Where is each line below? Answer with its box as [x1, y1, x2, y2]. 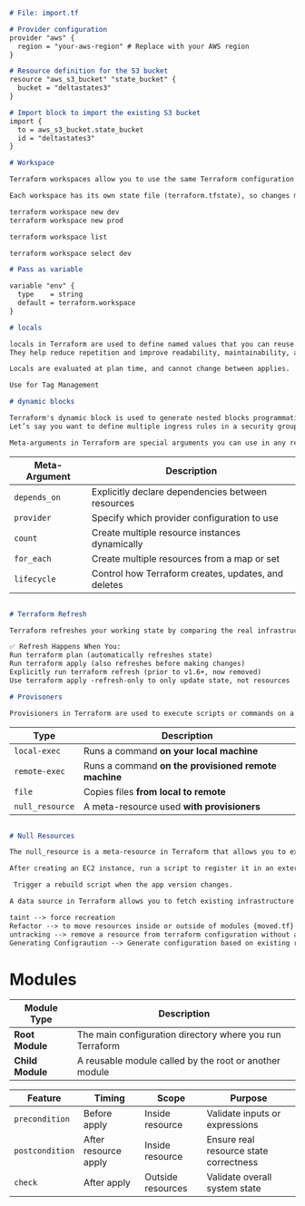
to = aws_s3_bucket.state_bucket [17, 125, 144, 134]
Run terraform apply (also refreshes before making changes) [9, 659, 246, 669]
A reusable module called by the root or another [76, 1054, 281, 1067]
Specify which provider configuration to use [91, 511, 279, 524]
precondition [14, 1114, 71, 1124]
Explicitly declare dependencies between [91, 485, 268, 498]
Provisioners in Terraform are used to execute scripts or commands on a [9, 709, 295, 718]
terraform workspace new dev [9, 207, 120, 217]
